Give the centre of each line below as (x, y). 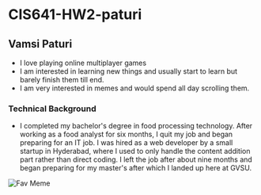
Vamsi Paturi (40, 44)
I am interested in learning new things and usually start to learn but (129, 71)
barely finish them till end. (62, 80)
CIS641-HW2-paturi (75, 15)
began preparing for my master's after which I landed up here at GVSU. (135, 168)
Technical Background (52, 109)
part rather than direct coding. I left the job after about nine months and (136, 159)
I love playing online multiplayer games (83, 63)
